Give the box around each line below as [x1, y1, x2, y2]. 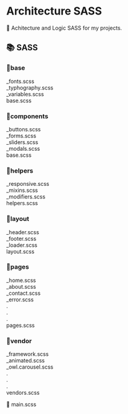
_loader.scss [6, 241, 37, 249]
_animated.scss [6, 357, 45, 364]
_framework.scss [6, 350, 49, 358]
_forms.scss [6, 132, 36, 139]
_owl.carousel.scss [6, 363, 54, 370]
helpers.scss [6, 200, 38, 207]
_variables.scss [6, 90, 44, 97]
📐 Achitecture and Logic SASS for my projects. [6, 24, 123, 31]
